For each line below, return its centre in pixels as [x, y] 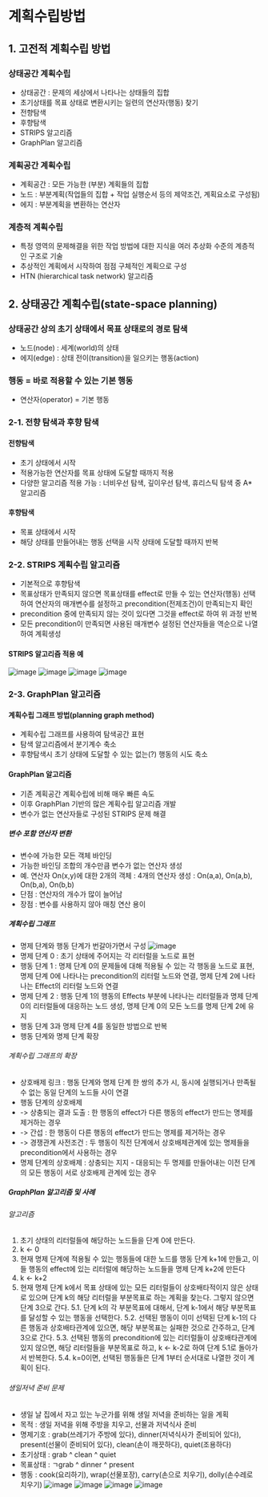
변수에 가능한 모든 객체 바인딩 [66, 855]
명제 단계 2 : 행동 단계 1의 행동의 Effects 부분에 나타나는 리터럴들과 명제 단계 [139, 995]
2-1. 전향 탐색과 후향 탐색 [54, 422]
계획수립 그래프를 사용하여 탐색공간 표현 [82, 734]
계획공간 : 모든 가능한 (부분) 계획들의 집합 [84, 185]
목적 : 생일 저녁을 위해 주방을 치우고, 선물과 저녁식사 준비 [108, 1424]
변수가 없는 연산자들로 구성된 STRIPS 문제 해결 [93, 814]
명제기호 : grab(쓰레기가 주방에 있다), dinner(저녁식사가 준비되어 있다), [130, 1434]
